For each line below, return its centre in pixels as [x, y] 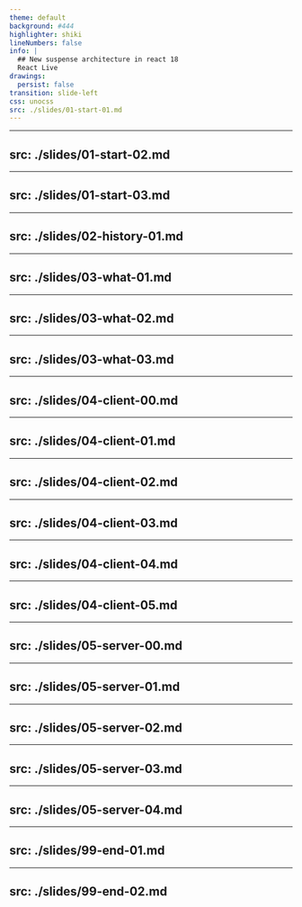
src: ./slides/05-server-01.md [95, 687]
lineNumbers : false [46, 43]
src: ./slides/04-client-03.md [93, 523]
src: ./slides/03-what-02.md [92, 318]
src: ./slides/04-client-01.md [93, 441]
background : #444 [42, 26]
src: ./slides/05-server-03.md [96, 769]
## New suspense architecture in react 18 [98, 59]
